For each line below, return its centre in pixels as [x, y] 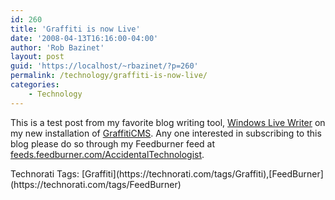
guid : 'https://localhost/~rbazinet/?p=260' [104, 66]
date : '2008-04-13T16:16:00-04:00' [84, 38]
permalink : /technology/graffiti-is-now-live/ [109, 76]
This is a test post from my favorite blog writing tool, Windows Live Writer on [168, 122]
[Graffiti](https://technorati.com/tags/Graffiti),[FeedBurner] [202, 173]
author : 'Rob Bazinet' [57, 47]
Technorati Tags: [45, 173]
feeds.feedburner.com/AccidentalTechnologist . [107, 154]
